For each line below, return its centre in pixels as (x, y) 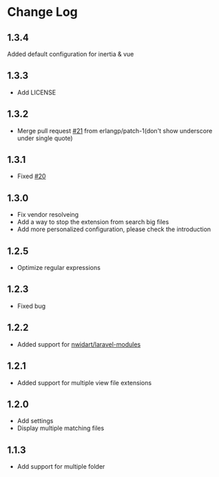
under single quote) (45, 138)
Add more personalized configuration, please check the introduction (114, 229)
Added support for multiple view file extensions (84, 382)
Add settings (35, 421)
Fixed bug (31, 306)
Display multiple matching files (61, 428)
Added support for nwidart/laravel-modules (79, 344)
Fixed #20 (31, 176)
